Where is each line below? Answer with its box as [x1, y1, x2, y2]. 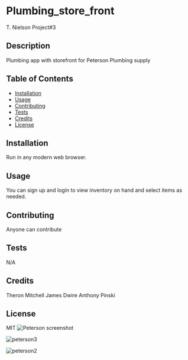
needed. [6, 193, 27, 200]
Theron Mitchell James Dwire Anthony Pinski [6, 291, 115, 298]
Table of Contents [6, 74, 74, 84]
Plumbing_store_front [6, 4, 115, 18]
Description [6, 41, 50, 51]
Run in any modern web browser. [6, 154, 87, 161]
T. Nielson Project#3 [6, 24, 56, 31]
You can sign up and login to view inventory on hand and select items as [6, 187, 182, 194]
